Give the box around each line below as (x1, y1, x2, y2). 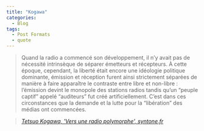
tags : (6, 26, 20, 32)
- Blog (12, 20, 29, 26)
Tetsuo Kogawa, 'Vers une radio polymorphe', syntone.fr (21, 118, 164, 125)
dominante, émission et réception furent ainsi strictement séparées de (21, 74, 197, 80)
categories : (6, 15, 37, 21)
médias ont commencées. (21, 106, 86, 113)
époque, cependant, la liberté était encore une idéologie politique (21, 67, 186, 74)
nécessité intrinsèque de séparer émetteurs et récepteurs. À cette (21, 60, 187, 68)
